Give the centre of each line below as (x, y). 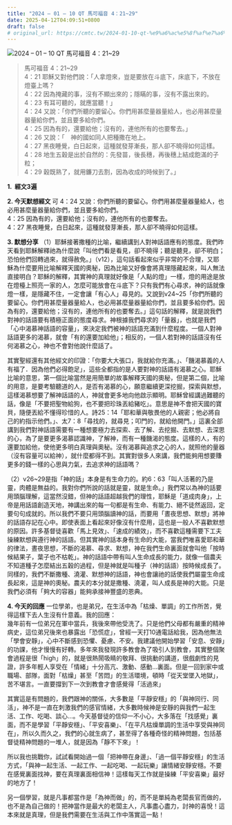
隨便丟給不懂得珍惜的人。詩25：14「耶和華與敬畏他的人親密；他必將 (117, 412)
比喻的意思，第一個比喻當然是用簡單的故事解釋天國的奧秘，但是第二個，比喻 (116, 378)
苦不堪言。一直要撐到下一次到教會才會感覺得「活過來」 (86, 684)
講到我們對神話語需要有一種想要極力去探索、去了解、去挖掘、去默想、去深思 (116, 430)
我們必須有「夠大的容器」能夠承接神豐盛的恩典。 (77, 592)
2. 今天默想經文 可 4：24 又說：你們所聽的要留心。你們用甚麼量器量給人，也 (116, 201)
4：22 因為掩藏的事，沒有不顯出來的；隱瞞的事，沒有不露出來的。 (118, 94)
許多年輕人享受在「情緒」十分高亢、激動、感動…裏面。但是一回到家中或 (122, 667)
